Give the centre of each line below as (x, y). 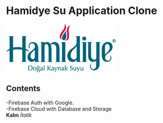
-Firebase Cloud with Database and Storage (59, 108)
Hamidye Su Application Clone (82, 11)
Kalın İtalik (19, 115)
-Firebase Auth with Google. (40, 103)
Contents (23, 89)
